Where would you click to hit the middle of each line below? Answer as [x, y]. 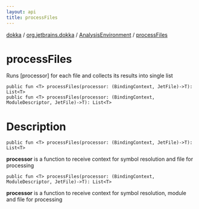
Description [36, 127]
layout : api [21, 12]
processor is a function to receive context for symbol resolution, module [96, 193]
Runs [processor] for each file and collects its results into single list [90, 76]
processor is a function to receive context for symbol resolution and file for [100, 159]
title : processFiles [32, 18]
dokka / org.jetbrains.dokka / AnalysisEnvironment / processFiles [87, 34]
